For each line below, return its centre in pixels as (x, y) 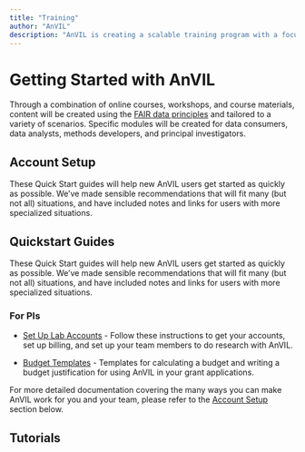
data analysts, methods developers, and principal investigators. (128, 133)
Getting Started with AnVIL (113, 79)
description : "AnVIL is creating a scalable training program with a (144, 34)
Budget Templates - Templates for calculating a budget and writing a (151, 363)
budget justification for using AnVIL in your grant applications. (138, 372)
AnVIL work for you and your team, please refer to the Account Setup (139, 399)
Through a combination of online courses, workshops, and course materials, (152, 104)
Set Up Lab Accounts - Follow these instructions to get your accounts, (154, 336)
